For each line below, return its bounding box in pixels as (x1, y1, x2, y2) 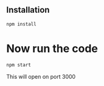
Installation (6, 5, 50, 15)
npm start (6, 62, 32, 68)
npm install (6, 21, 36, 27)
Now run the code (6, 41, 99, 56)
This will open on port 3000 (6, 73, 76, 80)
